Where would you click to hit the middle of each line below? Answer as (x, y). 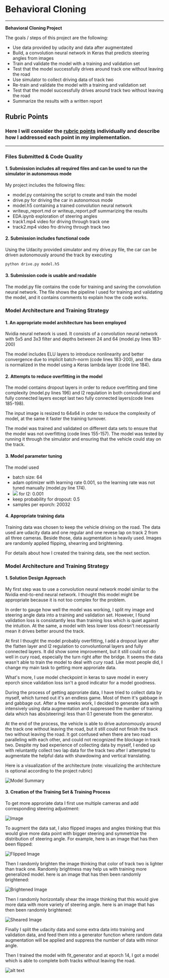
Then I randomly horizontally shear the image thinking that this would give (82, 899)
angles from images (33, 58)
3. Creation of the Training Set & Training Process (58, 792)
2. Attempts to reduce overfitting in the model (54, 376)
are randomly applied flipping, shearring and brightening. (64, 543)
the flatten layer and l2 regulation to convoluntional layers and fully (74, 646)
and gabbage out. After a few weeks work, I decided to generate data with (82, 703)
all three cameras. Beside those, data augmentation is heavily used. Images (83, 538)
